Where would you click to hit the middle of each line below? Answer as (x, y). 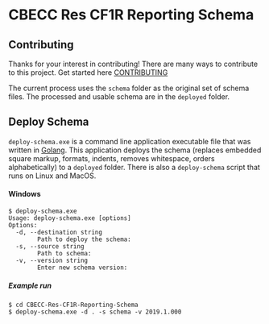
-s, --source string (50, 247)
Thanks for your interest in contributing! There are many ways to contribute (133, 64)
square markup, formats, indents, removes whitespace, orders (112, 158)
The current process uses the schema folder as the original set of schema (129, 88)
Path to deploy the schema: (84, 239)
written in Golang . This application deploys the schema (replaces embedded (135, 150)
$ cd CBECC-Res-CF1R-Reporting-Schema (73, 305)
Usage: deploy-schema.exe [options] (70, 218)
